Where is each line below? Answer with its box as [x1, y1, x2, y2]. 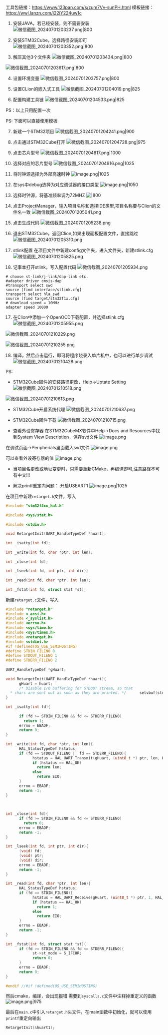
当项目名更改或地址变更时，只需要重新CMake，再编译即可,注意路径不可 [12, 466, 160, 472]
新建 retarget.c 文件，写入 [5, 597, 59, 603]
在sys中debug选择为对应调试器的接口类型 [12, 182, 99, 188]
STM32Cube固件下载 [12, 417, 57, 423]
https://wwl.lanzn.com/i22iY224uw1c [5, 10, 82, 16]
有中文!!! [12, 472, 30, 478]
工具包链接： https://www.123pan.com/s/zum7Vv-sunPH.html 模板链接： [5, 5, 154, 10]
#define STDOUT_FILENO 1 [5, 653, 57, 658]
